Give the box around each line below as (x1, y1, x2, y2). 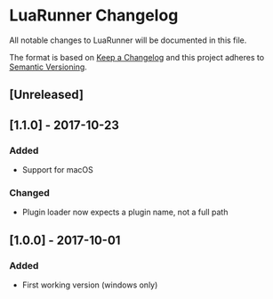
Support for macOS (21, 165, 93, 175)
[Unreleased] (9, 87, 84, 102)
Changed (9, 186, 51, 198)
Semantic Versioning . (9, 61, 87, 72)
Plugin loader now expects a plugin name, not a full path (21, 206, 229, 218)
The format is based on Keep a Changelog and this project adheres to (9, 52, 265, 62)
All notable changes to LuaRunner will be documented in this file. (9, 35, 247, 45)
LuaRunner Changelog (9, 5, 179, 26)
